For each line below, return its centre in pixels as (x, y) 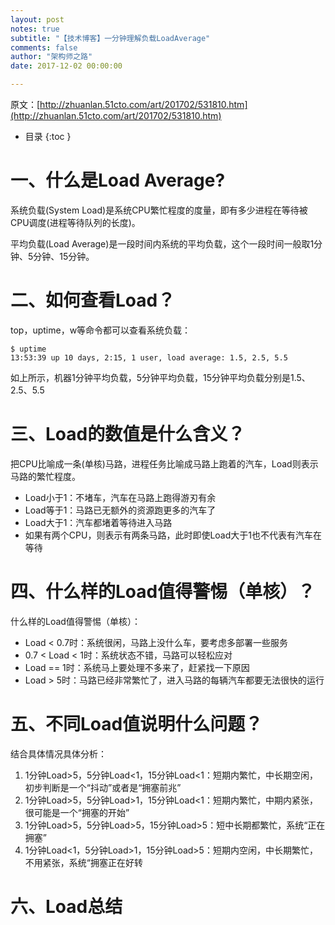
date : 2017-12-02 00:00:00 (66, 66)
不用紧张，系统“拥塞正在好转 (83, 862)
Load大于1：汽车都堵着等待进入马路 (98, 522)
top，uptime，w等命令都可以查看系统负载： (101, 330)
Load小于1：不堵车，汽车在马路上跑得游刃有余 (120, 497)
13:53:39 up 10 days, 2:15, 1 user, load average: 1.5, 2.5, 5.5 (149, 357)
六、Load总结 (66, 906)
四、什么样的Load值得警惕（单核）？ (163, 592)
